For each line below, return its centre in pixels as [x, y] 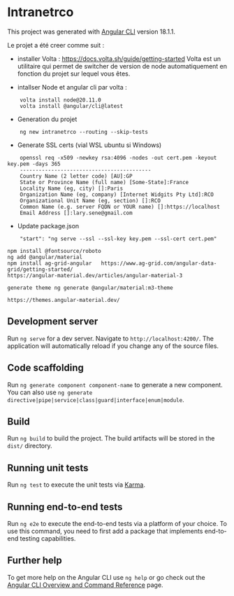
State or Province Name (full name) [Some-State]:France [104, 182]
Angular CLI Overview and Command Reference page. [85, 585]
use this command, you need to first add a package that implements [105, 531]
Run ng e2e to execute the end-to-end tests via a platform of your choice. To [117, 524]
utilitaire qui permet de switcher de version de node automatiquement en [122, 66]
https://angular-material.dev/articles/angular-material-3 [95, 275]
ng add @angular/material [45, 257]
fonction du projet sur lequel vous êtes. [74, 74]
